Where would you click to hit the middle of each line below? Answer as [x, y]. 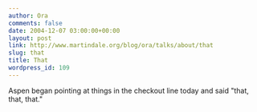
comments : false [35, 23]
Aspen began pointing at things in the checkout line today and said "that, [128, 90]
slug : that [27, 53]
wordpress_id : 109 [39, 68]
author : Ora [28, 16]
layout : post [30, 38]
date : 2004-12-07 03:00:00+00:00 [64, 30]
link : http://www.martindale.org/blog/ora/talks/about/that [111, 46]
